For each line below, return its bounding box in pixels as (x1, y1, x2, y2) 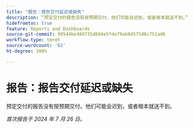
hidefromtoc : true (6, 20, 52, 26)
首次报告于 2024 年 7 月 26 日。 (6, 115, 86, 123)
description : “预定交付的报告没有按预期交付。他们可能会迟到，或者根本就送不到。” (6, 14, 188, 21)
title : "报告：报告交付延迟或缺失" (6, 8, 85, 15)
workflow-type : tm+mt (6, 37, 61, 43)
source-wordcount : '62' (6, 43, 66, 49)
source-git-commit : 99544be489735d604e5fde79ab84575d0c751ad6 (6, 31, 166, 37)
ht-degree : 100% (6, 48, 47, 54)
